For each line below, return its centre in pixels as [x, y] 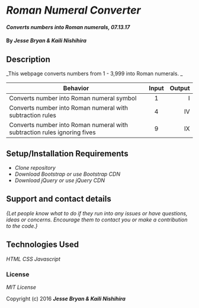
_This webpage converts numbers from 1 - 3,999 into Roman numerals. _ [94, 74]
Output [180, 88]
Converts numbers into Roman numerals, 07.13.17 [68, 27]
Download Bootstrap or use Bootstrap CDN [67, 174]
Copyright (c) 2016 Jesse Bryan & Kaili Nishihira [66, 299]
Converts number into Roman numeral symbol [73, 99]
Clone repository [35, 168]
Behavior [76, 88]
